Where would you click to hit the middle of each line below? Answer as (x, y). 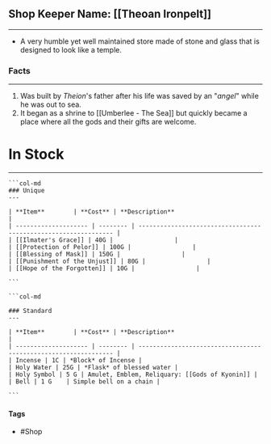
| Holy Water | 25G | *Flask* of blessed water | (94, 368)
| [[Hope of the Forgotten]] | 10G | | (104, 269)
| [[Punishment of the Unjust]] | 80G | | (110, 262)
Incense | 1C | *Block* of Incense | (79, 361)
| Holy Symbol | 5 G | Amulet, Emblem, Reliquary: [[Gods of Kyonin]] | (133, 375)
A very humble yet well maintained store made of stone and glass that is (140, 41)
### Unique (27, 191)
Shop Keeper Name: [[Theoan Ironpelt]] (110, 14)
